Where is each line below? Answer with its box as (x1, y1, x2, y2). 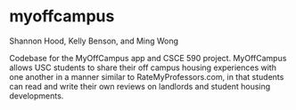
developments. (9, 90, 64, 101)
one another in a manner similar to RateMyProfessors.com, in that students (9, 71, 284, 82)
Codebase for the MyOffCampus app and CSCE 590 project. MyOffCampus (9, 52, 287, 63)
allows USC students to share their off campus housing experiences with (9, 62, 276, 73)
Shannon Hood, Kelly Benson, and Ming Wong (9, 35, 179, 46)
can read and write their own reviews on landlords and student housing (9, 81, 271, 91)
